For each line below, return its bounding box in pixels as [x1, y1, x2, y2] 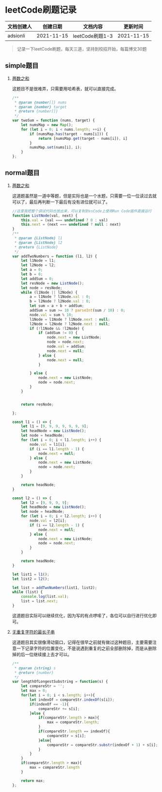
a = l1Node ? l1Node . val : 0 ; [30, 294, 91, 299]
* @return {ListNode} [14, 245, 58, 250]
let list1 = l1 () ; [12, 572, 49, 577]
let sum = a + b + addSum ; [30, 303, 84, 308]
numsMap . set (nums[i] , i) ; [30, 145, 82, 150]
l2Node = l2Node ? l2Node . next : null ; [30, 321, 111, 326]
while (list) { [12, 590, 43, 595]
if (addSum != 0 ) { [38, 331, 78, 336]
